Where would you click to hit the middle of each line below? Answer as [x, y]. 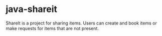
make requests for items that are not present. [52, 28]
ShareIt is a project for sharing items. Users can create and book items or [81, 23]
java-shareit [31, 9]
